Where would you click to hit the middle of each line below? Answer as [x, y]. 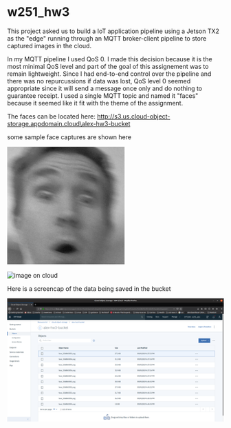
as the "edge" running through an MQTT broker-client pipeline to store [107, 38]
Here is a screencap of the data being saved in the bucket [89, 288]
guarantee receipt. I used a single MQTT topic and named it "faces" [103, 95]
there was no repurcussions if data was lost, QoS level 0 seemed [99, 81]
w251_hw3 [38, 12]
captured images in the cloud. [49, 45]
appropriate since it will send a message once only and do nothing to [105, 88]
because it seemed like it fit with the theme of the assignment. [95, 103]
